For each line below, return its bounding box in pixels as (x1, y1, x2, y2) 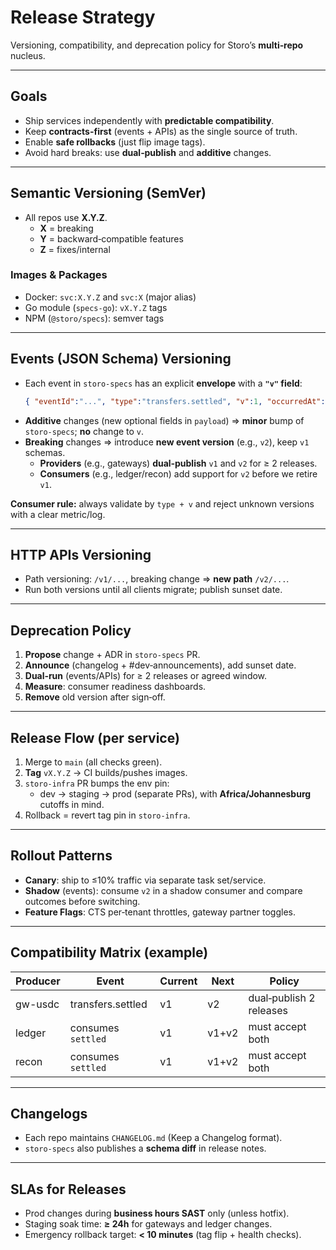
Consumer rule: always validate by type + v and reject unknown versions (10, 497, 315, 510)
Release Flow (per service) (10, 729, 180, 746)
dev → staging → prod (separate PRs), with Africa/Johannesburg (39, 787, 312, 800)
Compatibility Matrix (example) (10, 944, 209, 961)
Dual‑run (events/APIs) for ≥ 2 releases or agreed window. (24, 670, 268, 682)
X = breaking (39, 222, 94, 234)
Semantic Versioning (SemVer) (10, 185, 207, 202)
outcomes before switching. (24, 895, 141, 907)
